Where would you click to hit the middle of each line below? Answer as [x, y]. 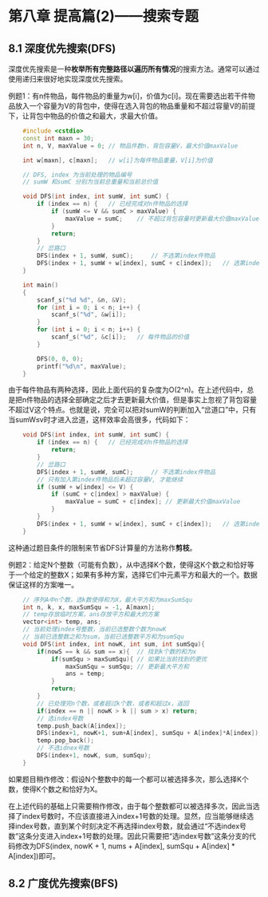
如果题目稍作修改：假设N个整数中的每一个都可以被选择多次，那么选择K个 [128, 779]
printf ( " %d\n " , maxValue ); [82, 366]
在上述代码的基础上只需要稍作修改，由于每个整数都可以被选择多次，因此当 [130, 806]
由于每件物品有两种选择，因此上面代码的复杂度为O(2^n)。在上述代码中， [128, 390]
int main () [41, 285]
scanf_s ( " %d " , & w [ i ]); [89, 315]
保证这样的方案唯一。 [43, 584]
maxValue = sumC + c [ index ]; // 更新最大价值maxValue [153, 502]
